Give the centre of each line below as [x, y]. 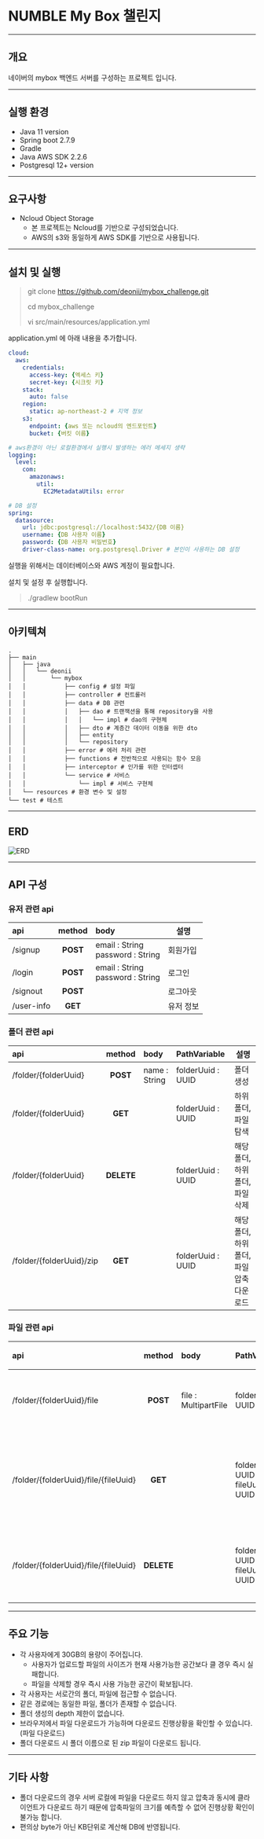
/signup [26, 950]
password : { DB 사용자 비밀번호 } [69, 542]
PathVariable [201, 1054]
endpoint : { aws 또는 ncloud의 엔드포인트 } [93, 426]
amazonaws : [47, 477]
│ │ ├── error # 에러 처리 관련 [77, 750]
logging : [22, 455]
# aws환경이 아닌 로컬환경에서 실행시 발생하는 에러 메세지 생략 [97, 448]
